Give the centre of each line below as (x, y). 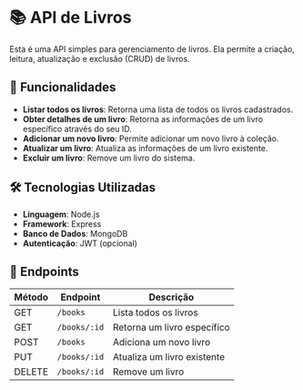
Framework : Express (62, 223)
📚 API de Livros (71, 18)
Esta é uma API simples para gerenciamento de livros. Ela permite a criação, (152, 49)
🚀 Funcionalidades (63, 87)
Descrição (172, 297)
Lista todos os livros (155, 313)
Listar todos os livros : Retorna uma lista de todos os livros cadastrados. (158, 109)
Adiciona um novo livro (162, 343)
